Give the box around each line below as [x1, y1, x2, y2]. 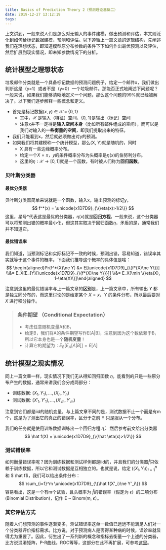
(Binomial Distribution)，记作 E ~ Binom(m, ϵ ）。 [5, 495, 102, 501]
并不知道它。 [5, 226, 31, 232]
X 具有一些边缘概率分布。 [19, 146, 72, 152]
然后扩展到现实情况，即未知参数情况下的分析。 [5, 49, 100, 55]
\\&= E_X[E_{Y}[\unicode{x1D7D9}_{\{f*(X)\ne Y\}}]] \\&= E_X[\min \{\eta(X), [5, 270, 161, 276]
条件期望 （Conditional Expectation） [17, 312, 108, 318]
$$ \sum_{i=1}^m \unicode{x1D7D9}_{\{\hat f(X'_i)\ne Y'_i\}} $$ [19, 480, 147, 486]
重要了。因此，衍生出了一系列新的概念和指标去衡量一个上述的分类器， [18, 534, 161, 540]
